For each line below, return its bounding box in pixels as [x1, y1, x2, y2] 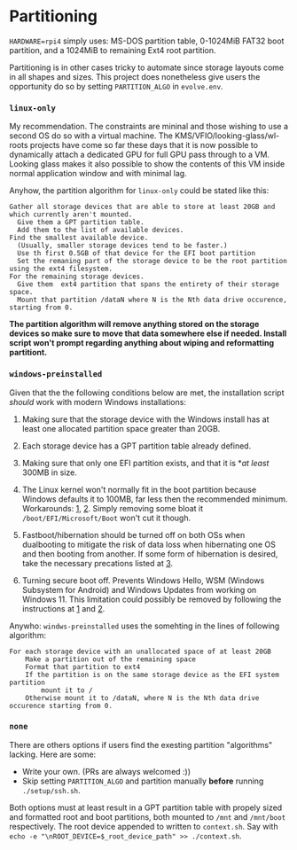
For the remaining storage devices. [9, 272, 145, 281]
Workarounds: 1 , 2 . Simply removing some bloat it [21, 503, 204, 513]
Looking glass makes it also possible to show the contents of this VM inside [9, 159, 285, 169]
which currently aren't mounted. [9, 210, 133, 219]
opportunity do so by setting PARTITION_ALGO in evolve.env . [9, 81, 223, 91]
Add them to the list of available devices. [17, 226, 184, 235]
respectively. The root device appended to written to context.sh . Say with [9, 821, 278, 831]
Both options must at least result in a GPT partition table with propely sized [9, 802, 283, 813]
